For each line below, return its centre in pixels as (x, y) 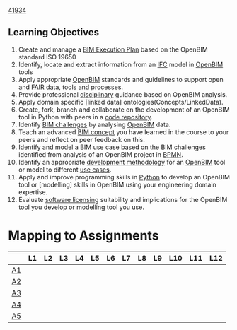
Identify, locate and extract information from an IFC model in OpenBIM (121, 64)
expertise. (33, 192)
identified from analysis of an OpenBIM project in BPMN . (100, 154)
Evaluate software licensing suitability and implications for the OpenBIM (123, 199)
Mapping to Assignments (83, 235)
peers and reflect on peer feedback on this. (82, 139)
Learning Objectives (54, 32)
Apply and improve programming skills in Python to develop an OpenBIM (124, 177)
